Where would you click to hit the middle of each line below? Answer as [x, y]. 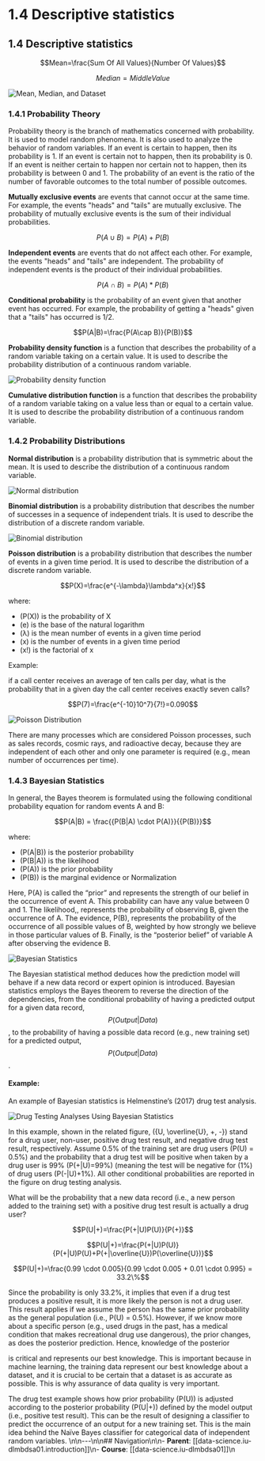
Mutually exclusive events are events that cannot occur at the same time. [129, 197]
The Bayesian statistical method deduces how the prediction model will [124, 973]
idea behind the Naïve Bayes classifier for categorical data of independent [129, 1433]
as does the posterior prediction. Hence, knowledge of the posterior [119, 1343]
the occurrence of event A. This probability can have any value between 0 [129, 901]
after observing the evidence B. [59, 943]
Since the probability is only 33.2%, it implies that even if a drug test [119, 1292]
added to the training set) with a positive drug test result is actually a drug [129, 1206]
